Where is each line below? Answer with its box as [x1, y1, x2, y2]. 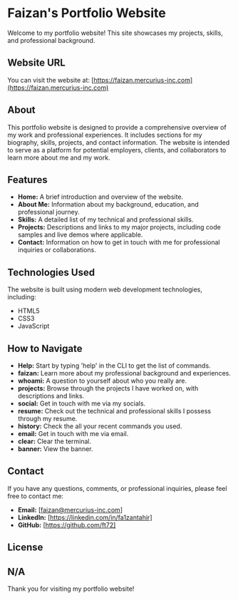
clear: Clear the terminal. [17, 437, 91, 445]
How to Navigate [7, 342, 83, 354]
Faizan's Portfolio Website [7, 5, 166, 21]
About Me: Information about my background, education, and [17, 200, 200, 209]
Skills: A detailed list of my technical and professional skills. [17, 215, 194, 224]
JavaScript [17, 322, 50, 331]
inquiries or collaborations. [17, 246, 96, 254]
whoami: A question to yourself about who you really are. [17, 376, 187, 385]
